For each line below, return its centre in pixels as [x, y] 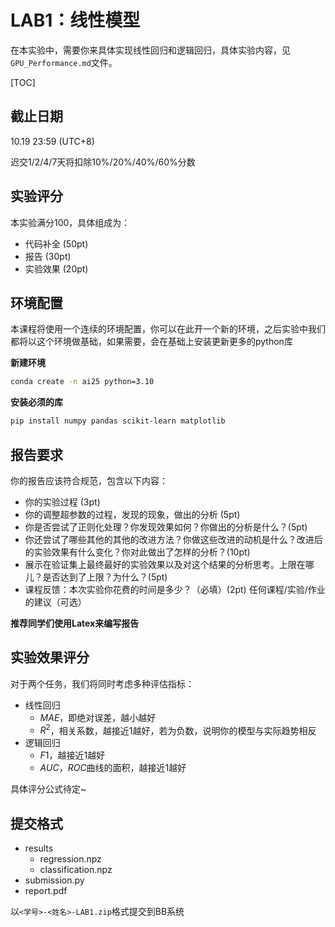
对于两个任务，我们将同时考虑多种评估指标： [102, 683]
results [39, 848]
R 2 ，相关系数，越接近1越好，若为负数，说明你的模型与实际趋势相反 [178, 729]
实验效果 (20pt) [56, 268]
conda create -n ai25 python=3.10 [82, 382]
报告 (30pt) [48, 256]
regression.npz [70, 859]
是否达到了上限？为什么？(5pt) [105, 577]
